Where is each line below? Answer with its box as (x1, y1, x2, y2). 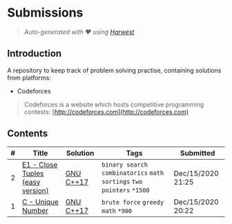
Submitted (180, 148, 215, 158)
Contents (7, 128, 48, 140)
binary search (101, 160, 148, 169)
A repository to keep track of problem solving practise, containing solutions (7, 66, 222, 74)
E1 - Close (21, 160, 58, 169)
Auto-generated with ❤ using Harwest (23, 28, 135, 36)
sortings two (101, 178, 143, 185)
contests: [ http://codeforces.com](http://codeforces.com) (23, 107, 189, 115)
